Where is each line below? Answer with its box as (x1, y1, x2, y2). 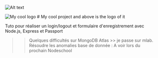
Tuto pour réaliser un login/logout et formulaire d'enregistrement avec (5, 23, 144, 29)
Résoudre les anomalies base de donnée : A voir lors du (29, 43, 141, 48)
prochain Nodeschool (29, 48, 72, 53)
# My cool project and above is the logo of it (37, 14, 125, 19)
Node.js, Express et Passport (5, 28, 63, 34)
